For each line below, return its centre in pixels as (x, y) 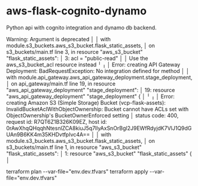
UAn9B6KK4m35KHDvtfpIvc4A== (48, 134)
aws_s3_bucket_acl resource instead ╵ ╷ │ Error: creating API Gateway (93, 65)
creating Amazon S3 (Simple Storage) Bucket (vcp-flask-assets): (86, 102)
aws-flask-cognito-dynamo (77, 11)
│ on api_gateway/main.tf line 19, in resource (61, 83)
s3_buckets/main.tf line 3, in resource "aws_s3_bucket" (74, 51)
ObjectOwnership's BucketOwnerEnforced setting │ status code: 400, (92, 115)
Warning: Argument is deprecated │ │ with (59, 39)
